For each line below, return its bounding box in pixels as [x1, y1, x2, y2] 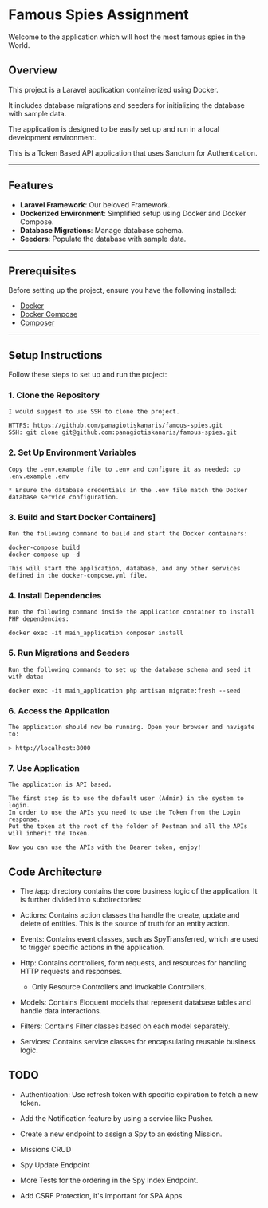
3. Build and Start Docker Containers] [8, 511, 156, 523]
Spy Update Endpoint [19, 1159, 90, 1170]
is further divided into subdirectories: [19, 895, 142, 905]
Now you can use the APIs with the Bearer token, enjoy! [8, 843, 202, 851]
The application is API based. [8, 780, 112, 789]
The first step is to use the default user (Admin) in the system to [8, 795, 245, 803]
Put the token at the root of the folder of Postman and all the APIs [8, 823, 248, 831]
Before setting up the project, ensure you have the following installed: [8, 286, 237, 295]
